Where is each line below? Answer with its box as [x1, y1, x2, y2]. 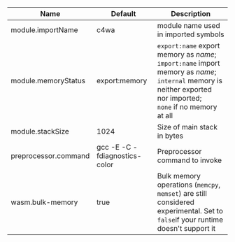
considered [157, 197, 194, 207]
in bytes [157, 131, 184, 141]
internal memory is [157, 76, 222, 85]
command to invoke [157, 155, 222, 165]
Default [111, 9, 136, 18]
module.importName [10, 25, 78, 34]
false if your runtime [157, 215, 224, 225]
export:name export [157, 41, 220, 50]
